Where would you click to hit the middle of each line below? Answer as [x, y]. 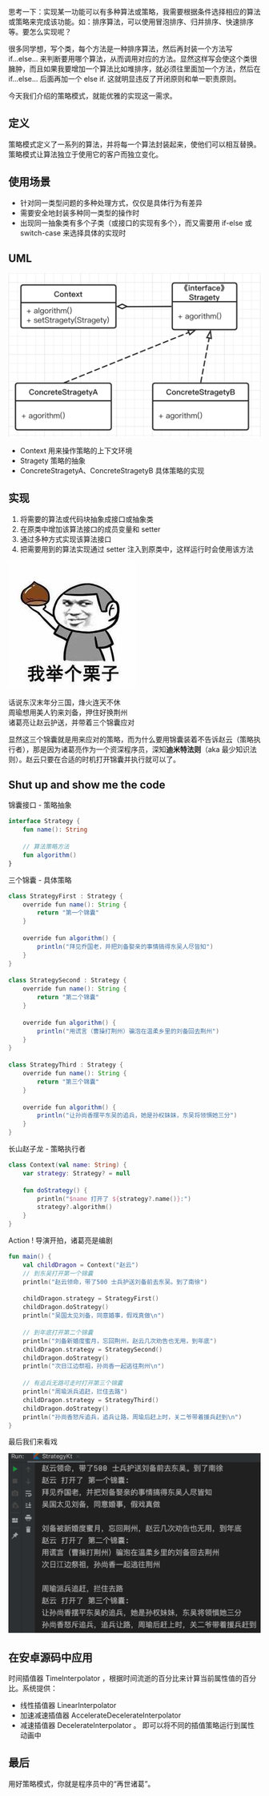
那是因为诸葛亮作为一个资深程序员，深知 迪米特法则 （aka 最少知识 [141, 749]
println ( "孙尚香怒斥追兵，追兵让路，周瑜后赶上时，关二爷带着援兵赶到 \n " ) [132, 1417]
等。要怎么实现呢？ [40, 32]
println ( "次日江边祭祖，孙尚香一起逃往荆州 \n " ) [94, 1366]
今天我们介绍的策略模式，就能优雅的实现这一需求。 [92, 96]
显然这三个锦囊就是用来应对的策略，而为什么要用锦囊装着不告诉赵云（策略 [131, 739]
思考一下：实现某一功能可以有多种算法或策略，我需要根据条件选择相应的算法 [134, 12]
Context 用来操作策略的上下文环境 [76, 450]
